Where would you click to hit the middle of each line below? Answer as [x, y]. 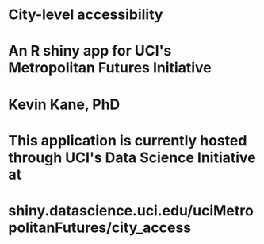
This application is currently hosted [128, 140]
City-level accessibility [86, 15]
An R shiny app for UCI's [90, 51]
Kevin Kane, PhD [64, 104]
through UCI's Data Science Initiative [132, 157]
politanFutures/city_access [100, 227]
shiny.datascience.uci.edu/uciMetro [131, 210]
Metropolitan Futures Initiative [110, 68]
